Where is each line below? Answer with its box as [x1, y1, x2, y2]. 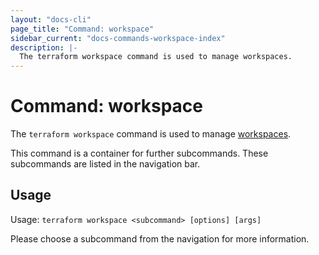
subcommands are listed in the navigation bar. [10, 158, 201, 170]
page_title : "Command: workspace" [10, 24, 155, 34]
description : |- [10, 42, 78, 53]
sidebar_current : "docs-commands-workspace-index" [10, 33, 226, 43]
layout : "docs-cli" [10, 14, 92, 25]
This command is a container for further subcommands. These [10, 147, 269, 160]
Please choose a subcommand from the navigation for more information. [10, 232, 310, 245]
